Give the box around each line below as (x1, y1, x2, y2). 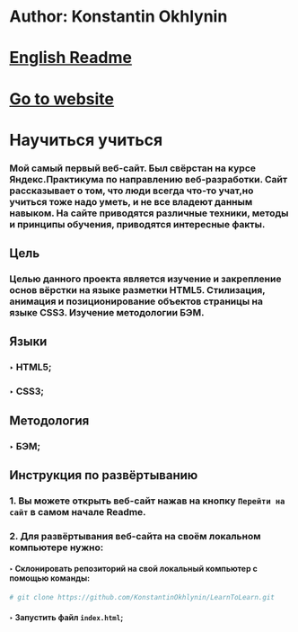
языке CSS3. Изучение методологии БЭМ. (9, 306, 205, 318)
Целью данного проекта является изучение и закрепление (9, 272, 282, 285)
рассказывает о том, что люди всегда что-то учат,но (9, 184, 254, 197)
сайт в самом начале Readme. (9, 505, 146, 518)
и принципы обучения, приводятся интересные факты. (9, 218, 266, 230)
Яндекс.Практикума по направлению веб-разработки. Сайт (9, 173, 288, 185)
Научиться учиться (9, 129, 163, 150)
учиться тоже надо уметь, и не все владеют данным (9, 195, 253, 208)
